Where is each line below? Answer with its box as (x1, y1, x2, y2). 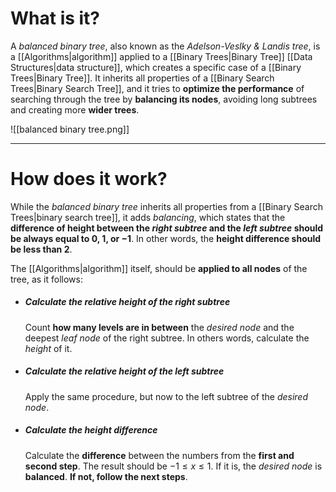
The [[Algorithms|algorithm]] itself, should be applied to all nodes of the (10, 262, 308, 274)
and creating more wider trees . (10, 103, 140, 116)
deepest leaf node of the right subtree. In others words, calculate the (24, 332, 310, 344)
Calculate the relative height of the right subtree (24, 296, 231, 308)
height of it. (24, 342, 73, 354)
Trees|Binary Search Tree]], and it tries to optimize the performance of (10, 82, 305, 94)
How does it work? (10, 168, 168, 191)
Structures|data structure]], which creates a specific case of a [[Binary (10, 61, 302, 73)
